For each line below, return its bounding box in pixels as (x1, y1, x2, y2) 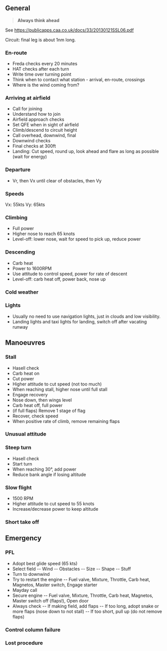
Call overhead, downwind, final (12, 132, 76, 138)
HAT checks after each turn (12, 66, 69, 72)
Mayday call (12, 587, 37, 593)
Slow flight (5, 484, 32, 491)
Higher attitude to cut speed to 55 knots (12, 501, 95, 507)
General (5, 4, 31, 13)
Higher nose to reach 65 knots (12, 231, 75, 237)
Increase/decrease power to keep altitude (12, 506, 99, 512)
